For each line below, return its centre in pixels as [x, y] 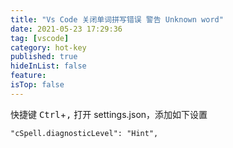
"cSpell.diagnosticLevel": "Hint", [84, 133]
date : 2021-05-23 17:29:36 [66, 29]
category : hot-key [48, 47]
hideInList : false [48, 66]
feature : [28, 76]
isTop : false [37, 85]
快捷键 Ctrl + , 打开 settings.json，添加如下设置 [109, 114]
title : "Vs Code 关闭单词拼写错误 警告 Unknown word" [117, 19]
